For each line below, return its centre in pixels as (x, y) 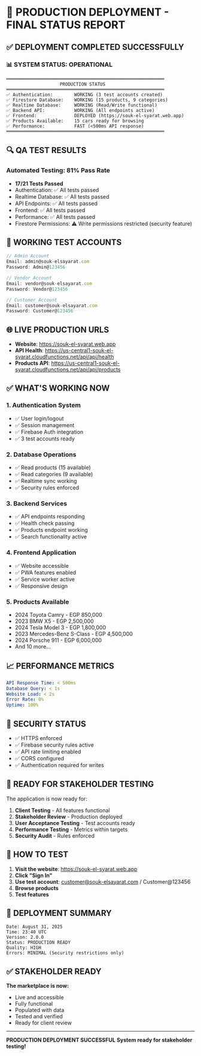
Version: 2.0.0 (25, 938)
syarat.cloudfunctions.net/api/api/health (64, 357)
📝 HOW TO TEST (37, 855)
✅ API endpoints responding (50, 516)
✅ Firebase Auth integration (49, 432)
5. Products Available (38, 602)
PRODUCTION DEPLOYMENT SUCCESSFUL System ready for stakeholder (99, 1040)
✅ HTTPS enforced (39, 738)
